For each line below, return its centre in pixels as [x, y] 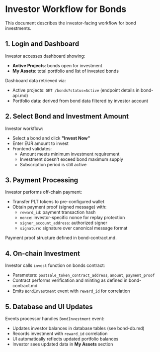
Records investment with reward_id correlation [60, 334]
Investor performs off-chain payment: [44, 192]
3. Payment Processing [42, 180]
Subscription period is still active [53, 164]
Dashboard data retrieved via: [36, 80]
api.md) [20, 95]
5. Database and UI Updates [49, 306]
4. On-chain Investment [43, 253]
